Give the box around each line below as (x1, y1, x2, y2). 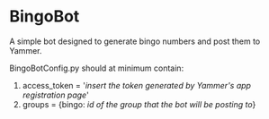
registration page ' (22, 89, 90, 100)
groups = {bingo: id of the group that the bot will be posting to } (22, 98, 256, 109)
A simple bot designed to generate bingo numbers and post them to (9, 36, 261, 47)
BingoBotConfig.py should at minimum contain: (9, 63, 184, 73)
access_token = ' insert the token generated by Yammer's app (22, 80, 252, 90)
